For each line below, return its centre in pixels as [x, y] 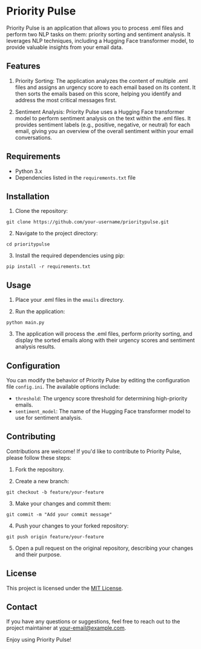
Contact [22, 607]
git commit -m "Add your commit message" [59, 514]
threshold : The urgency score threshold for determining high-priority [101, 398]
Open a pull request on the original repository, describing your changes [104, 548]
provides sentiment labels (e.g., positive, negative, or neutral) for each [103, 125]
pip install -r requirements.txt [48, 267]
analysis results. [35, 347]
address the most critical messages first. [66, 100]
